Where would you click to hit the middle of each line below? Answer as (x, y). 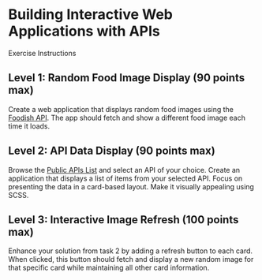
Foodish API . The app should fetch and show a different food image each (127, 118)
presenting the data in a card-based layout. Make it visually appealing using (131, 186)
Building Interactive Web (91, 15)
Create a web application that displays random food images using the (121, 109)
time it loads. (29, 126)
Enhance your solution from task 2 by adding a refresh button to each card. (131, 251)
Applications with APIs (84, 31)
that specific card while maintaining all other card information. (109, 268)
